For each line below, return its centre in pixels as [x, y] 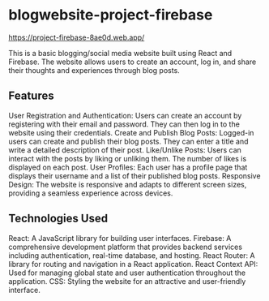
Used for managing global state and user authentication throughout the [127, 273]
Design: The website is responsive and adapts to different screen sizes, [128, 184]
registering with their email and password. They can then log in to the [124, 124]
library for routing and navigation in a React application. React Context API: [133, 264]
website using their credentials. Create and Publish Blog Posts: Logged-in [131, 132]
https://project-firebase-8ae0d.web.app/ [77, 37]
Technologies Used [58, 219]
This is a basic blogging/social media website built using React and [120, 53]
